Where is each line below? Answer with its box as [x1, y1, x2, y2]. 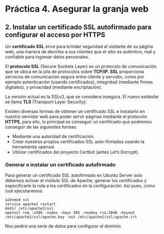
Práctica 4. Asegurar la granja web [5, 3, 149, 15]
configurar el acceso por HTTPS [5, 30, 106, 39]
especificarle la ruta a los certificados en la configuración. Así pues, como [5, 183, 156, 189]
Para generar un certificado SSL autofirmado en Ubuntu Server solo [5, 172, 142, 178]
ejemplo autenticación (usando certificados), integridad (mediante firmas [5, 79, 153, 85]
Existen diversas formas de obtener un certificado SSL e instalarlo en [5, 109, 145, 114]
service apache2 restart [5, 202, 56, 207]
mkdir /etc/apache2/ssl [5, 206, 54, 211]
